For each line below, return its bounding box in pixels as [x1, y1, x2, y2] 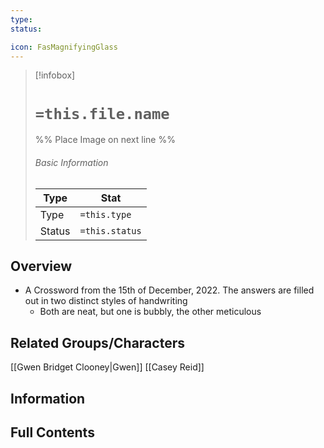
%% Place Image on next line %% [34, 134, 176, 146]
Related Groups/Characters [10, 334, 185, 351]
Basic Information [34, 156, 109, 168]
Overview [10, 257, 73, 275]
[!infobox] [34, 69, 76, 81]
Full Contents [10, 424, 95, 441]
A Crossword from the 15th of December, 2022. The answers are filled [24, 284, 315, 296]
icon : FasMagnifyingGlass [10, 42, 118, 52]
